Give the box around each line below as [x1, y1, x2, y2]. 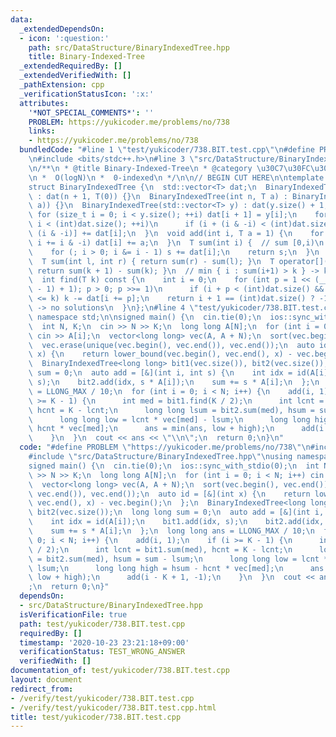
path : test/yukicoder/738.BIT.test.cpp [19, 619, 186, 629]
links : [28, 126, 56, 136]
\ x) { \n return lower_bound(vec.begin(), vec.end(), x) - [28, 349, 293, 360]
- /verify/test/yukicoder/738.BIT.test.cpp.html [10, 702, 217, 713]
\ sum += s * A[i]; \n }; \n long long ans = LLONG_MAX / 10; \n [28, 526, 315, 536]
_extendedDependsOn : [19, 24, 105, 34]
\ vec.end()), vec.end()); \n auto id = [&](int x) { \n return [28, 489, 311, 499]
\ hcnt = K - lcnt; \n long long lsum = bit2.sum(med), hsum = [28, 405, 315, 415]
